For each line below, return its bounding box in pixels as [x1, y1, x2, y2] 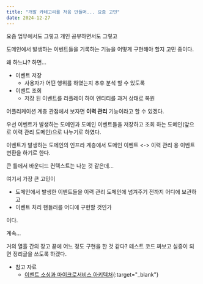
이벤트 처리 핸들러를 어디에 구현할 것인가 [15, 203, 112, 210]
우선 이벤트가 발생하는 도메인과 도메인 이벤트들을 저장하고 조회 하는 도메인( [6, 120, 185, 128]
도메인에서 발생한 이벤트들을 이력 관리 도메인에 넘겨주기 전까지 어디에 [15, 188, 180, 195]
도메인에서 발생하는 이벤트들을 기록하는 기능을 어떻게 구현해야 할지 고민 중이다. [6, 45, 194, 53]
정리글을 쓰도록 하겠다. [12, 250, 67, 258]
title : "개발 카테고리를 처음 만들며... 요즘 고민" [6, 9, 120, 15]
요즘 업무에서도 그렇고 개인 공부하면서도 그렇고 [6, 32, 118, 40]
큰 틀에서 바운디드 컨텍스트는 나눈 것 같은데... [6, 162, 114, 169]
